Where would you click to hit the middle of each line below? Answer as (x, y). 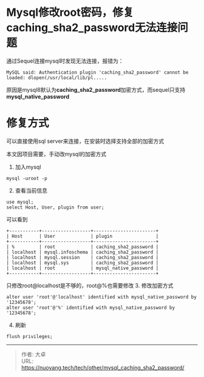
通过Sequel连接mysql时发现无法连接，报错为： (65, 61)
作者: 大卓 (33, 354)
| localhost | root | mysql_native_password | (83, 268)
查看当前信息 (31, 190)
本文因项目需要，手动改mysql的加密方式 (56, 154)
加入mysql (28, 167)
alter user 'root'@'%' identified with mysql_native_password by (90, 308)
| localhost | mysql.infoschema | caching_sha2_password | (83, 252)
